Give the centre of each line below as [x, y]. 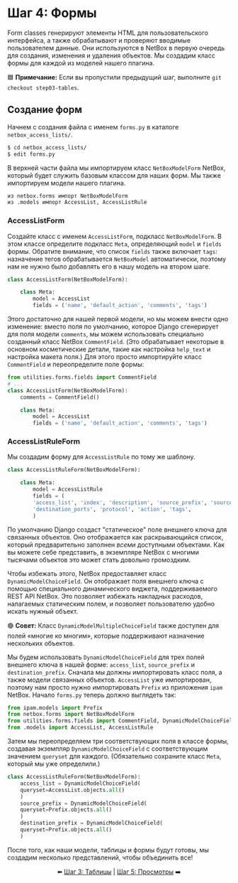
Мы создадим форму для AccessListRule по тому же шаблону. [101, 457]
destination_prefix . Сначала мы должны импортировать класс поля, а [115, 672]
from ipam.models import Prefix [55, 708]
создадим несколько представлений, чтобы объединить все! [100, 857]
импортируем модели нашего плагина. [67, 183]
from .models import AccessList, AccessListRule [80, 728]
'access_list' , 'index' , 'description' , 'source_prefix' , [120, 503]
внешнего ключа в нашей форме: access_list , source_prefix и [101, 664]
